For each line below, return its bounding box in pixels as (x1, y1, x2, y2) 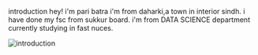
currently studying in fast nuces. (8, 24, 114, 32)
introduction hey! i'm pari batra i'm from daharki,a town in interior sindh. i (8, 7, 245, 16)
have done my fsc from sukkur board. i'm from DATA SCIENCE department (8, 15, 251, 24)
